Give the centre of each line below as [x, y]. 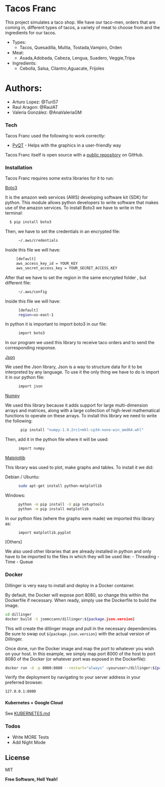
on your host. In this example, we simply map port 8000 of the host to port [80, 654]
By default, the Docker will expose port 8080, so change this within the [77, 595]
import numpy [31, 448]
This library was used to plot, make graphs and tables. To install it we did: [79, 467]
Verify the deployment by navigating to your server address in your [73, 677]
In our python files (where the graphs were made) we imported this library [80, 518]
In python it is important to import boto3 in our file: [56, 324]
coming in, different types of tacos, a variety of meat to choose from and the [82, 27]
